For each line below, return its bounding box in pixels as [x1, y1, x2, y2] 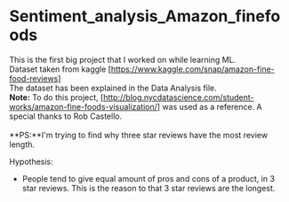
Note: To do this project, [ [9, 91, 104, 103]
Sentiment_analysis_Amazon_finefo [9, 6, 281, 27]
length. [9, 139, 36, 150]
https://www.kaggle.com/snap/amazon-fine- [110, 64, 276, 74]
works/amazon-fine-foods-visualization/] [9, 101, 161, 112]
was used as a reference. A [162, 101, 262, 112]
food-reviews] [9, 73, 61, 83]
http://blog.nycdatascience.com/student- [103, 91, 254, 103]
